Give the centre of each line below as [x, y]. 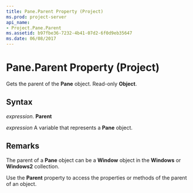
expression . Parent [29, 116]
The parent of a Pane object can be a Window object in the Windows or [94, 160]
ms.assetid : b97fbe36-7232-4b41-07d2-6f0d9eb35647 [69, 33]
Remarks [23, 146]
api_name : [18, 22]
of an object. [21, 184]
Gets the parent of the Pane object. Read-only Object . [72, 84]
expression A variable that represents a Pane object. [70, 127]
